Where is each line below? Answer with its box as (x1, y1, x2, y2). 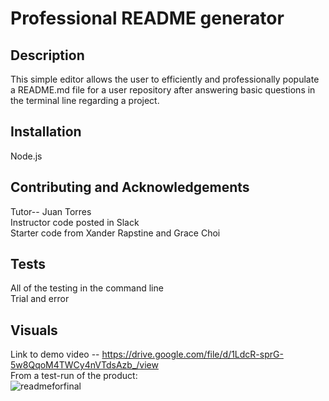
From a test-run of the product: (10, 370, 138, 382)
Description (10, 47, 85, 64)
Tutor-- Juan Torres (10, 205, 92, 217)
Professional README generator (10, 7, 285, 30)
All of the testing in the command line (10, 282, 164, 294)
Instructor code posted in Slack (10, 216, 140, 228)
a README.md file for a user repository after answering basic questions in (10, 84, 316, 96)
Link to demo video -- (10, 348, 100, 361)
